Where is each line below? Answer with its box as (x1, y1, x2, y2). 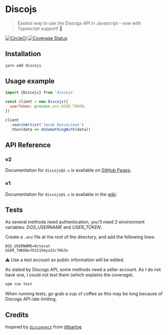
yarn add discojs (5, 63, 42, 68)
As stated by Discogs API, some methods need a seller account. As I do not (5, 267, 161, 273)
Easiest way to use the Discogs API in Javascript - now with (17, 20, 141, 26)
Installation (5, 50, 41, 58)
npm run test (5, 282, 33, 287)
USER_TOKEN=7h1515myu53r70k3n (5, 248, 69, 253)
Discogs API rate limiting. (5, 296, 57, 302)
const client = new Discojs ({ (5, 99, 69, 104)
